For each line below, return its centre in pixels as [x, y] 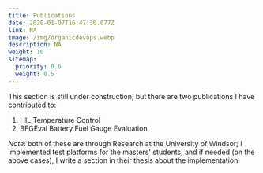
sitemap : [23, 60]
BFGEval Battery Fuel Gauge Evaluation [83, 128]
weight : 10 [26, 52]
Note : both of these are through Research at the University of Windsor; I [125, 143]
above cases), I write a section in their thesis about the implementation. [124, 160]
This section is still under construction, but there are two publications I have [131, 96]
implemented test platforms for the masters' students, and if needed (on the [131, 152]
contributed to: [32, 105]
